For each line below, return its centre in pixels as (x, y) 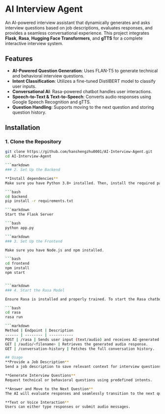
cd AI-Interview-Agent (28, 156)
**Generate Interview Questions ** (41, 376)
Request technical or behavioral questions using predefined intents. (79, 380)
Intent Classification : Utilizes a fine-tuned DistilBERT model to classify (84, 81)
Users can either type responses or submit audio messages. (68, 407)
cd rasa (13, 313)
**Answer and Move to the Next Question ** (49, 389)
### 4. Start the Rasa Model (35, 290)
